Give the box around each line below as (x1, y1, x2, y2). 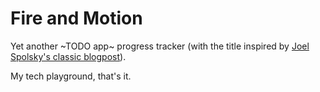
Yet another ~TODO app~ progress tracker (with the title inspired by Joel (10, 40, 310, 52)
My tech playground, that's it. (10, 70, 132, 82)
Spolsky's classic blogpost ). (10, 50, 127, 62)
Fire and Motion (10, 7, 143, 30)
